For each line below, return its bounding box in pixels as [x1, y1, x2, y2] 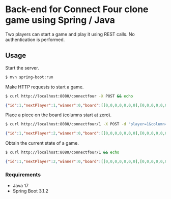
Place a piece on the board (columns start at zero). [5, 112, 112, 118]
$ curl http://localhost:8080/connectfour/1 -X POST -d [5, 122, 126, 127]
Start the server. [5, 64, 39, 71]
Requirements [5, 171, 41, 178]
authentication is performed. [5, 37, 65, 43]
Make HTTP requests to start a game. [5, 84, 84, 90]
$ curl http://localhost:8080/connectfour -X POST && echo [5, 93, 133, 98]
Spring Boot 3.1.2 [12, 188, 48, 194]
